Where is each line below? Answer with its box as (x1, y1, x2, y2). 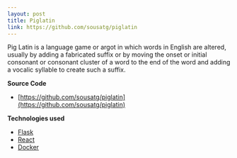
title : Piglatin (7, 17, 55, 24)
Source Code (7, 79, 47, 88)
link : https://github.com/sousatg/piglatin (7, 23, 138, 30)
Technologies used (7, 114, 65, 123)
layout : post (7, 10, 46, 18)
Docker (17, 143, 40, 152)
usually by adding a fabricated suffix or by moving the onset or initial (7, 50, 207, 59)
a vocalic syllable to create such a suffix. (7, 65, 126, 74)
